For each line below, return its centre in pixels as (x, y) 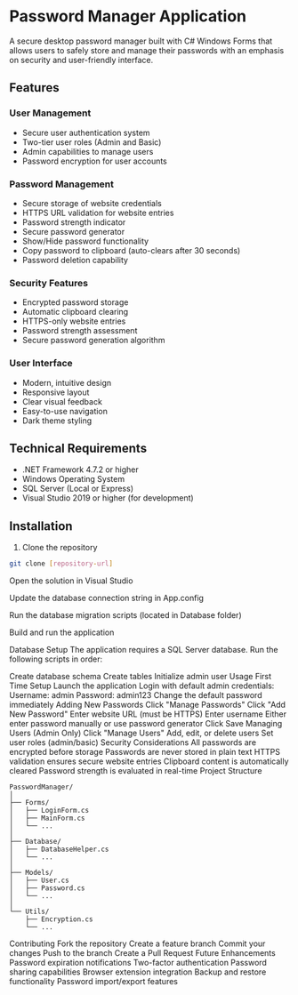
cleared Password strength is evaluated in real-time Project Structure (136, 771)
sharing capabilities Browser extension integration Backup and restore (138, 972)
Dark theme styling (57, 421)
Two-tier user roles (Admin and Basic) (92, 142)
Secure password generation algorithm (93, 341)
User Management (50, 113)
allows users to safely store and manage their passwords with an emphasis (147, 50)
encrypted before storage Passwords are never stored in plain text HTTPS (145, 752)
